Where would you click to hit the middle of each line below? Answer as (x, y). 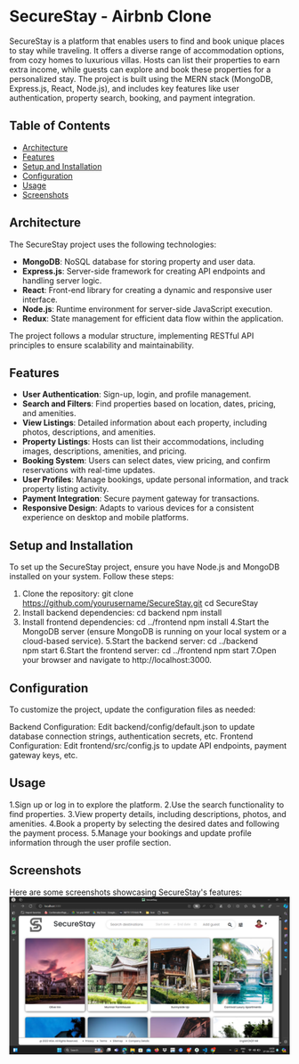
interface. (40, 299)
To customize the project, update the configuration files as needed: (133, 709)
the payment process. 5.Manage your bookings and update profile (130, 833)
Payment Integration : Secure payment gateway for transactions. (141, 499)
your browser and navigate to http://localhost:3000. (117, 660)
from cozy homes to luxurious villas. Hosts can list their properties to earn (145, 60)
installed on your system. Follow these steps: (92, 577)
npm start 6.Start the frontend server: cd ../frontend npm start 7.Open (149, 651)
